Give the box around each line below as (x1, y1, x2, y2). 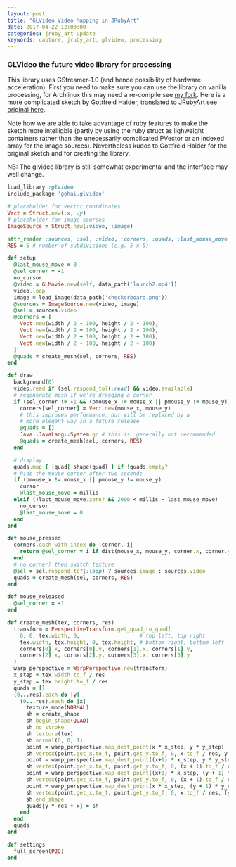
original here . (7, 106, 46, 114)
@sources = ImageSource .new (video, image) (13, 300, 140, 308)
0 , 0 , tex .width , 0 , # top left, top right (20, 632, 206, 639)
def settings (7, 841, 46, 848)
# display (13, 457, 42, 464)
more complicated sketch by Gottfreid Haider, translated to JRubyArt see (7, 98, 218, 106)
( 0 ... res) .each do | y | (13, 691, 80, 698)
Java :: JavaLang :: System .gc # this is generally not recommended (20, 431, 216, 438)
